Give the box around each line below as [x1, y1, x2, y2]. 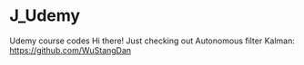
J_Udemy [9, 5, 80, 26]
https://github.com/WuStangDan [9, 44, 132, 55]
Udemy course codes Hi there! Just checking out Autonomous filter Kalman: [9, 35, 296, 46]
